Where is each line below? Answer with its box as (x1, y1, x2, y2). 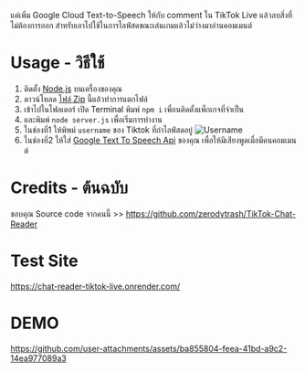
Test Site (10, 250, 79, 271)
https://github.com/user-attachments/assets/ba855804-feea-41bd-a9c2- (10, 343, 288, 354)
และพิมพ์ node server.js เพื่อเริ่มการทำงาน (23, 113, 163, 124)
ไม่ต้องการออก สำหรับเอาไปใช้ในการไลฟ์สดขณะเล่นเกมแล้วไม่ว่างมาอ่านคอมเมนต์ (10, 20, 253, 30)
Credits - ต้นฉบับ (10, 177, 129, 198)
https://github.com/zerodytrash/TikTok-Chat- (125, 207, 296, 219)
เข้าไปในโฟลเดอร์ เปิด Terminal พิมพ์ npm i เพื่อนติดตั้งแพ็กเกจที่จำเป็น (23, 103, 245, 114)
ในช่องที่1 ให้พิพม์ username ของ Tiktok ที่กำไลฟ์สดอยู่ (23, 124, 193, 135)
